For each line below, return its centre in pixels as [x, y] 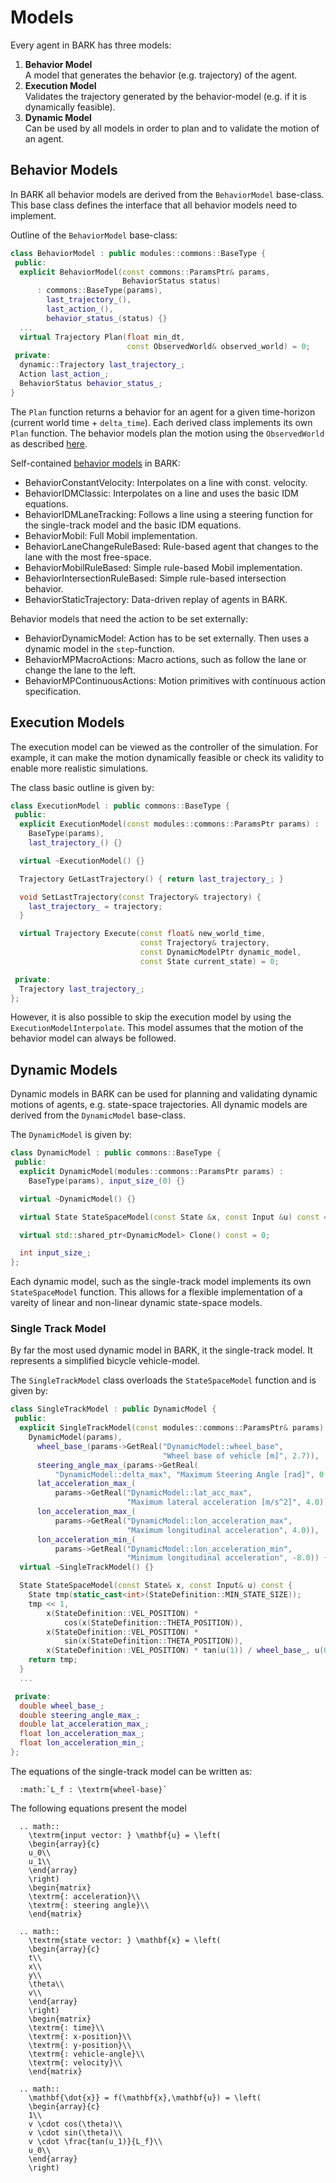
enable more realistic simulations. [79, 768]
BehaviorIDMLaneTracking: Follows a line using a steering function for [169, 514]
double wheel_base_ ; [62, 1706]
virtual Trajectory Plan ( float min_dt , [102, 337]
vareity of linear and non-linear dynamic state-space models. [136, 1303]
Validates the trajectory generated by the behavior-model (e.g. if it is [165, 96]
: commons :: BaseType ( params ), [99, 291]
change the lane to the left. [80, 670]
